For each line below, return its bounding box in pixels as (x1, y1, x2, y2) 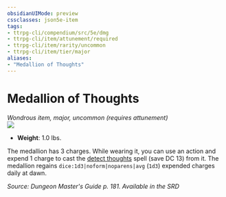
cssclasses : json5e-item (7, 16, 78, 23)
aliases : (7, 55, 32, 62)
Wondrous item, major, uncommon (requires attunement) (7, 113, 168, 121)
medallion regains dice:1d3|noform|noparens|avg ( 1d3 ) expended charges (7, 161, 215, 170)
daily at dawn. (7, 169, 47, 177)
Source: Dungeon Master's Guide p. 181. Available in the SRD (7, 182, 180, 190)
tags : (7, 23, 23, 30)
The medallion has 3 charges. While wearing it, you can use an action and (7, 147, 216, 155)
